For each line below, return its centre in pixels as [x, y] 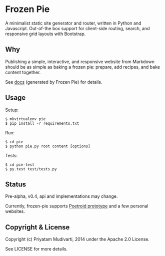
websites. [15, 211]
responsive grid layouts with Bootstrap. [45, 34]
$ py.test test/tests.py [31, 169]
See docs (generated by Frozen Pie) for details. [54, 82]
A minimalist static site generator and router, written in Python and [73, 23]
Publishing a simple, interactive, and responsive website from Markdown [80, 62]
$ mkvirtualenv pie [25, 119]
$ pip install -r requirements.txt [42, 123]
